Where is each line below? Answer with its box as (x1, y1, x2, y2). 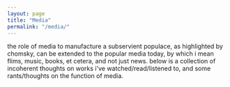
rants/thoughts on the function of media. (7, 72, 124, 80)
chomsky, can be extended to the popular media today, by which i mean (7, 49, 214, 58)
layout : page (7, 10, 45, 17)
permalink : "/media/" (7, 23, 70, 30)
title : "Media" (7, 17, 52, 24)
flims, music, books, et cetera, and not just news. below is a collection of (7, 57, 216, 65)
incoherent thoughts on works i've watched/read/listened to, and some (7, 64, 211, 73)
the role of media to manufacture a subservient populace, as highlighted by (7, 42, 223, 51)
